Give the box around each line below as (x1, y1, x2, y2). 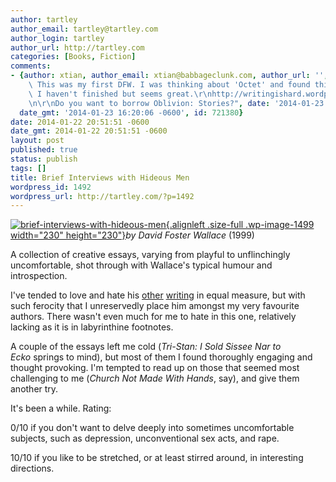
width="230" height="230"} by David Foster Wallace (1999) (10, 229, 255, 241)
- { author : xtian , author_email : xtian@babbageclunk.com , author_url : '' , (10, 71, 329, 81)
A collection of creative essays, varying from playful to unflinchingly (10, 249, 291, 261)
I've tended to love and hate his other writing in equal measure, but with (10, 289, 306, 301)
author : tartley (10, 14, 78, 25)
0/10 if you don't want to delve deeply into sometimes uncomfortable (10, 422, 295, 434)
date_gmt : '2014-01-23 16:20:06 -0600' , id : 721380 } (19, 107, 244, 118)
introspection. (10, 270, 68, 282)
